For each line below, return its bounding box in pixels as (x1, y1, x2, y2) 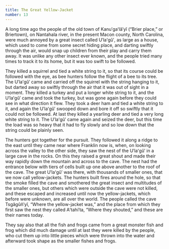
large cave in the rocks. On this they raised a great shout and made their (5, 153, 156, 159)
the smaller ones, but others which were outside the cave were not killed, (5, 185, 158, 191)
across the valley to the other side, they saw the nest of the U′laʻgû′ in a (5, 147, 154, 154)
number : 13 (5, 12, 28, 17)
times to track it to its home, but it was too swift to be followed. (5, 58, 136, 64)
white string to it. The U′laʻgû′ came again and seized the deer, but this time (5, 116, 162, 122)
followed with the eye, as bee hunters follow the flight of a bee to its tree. (5, 73, 158, 79)
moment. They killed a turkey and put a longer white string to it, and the (5, 89, 154, 95)
